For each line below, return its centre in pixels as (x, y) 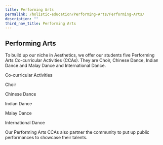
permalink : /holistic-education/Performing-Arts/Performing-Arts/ (75, 14)
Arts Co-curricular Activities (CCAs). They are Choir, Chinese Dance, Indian (82, 60)
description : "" (22, 19)
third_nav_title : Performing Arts (41, 23)
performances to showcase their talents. (46, 138)
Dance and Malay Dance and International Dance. (56, 66)
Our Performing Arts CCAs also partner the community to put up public (77, 132)
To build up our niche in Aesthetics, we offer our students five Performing (80, 55)
